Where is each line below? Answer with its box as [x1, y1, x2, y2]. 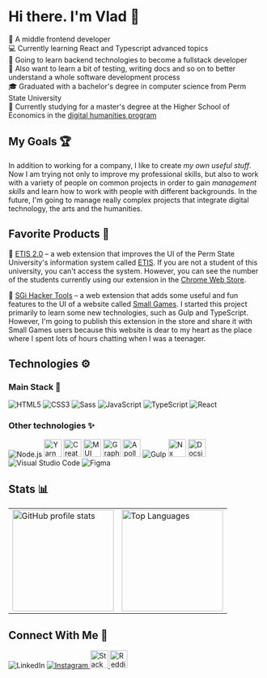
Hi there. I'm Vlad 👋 [8, 7, 140, 26]
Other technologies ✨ [8, 420, 95, 431]
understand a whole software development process [8, 72, 180, 82]
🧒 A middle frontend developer [8, 34, 111, 44]
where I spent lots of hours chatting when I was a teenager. [8, 333, 206, 343]
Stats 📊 [8, 482, 49, 496]
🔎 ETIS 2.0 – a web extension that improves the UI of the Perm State [8, 248, 235, 258]
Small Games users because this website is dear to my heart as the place [8, 325, 252, 335]
